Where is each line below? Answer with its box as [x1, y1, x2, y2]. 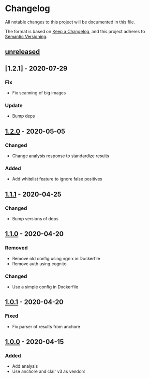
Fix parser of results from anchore [12, 324, 81, 329]
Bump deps [12, 113, 35, 119]
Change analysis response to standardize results [12, 153, 110, 159]
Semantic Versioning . [5, 34, 47, 39]
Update [5, 102, 23, 108]
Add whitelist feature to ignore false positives [12, 176, 103, 182]
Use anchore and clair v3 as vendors [12, 368, 86, 375]
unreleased [5, 48, 40, 56]
